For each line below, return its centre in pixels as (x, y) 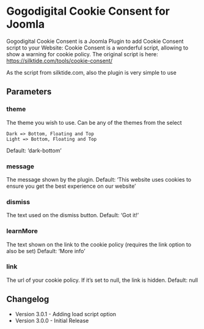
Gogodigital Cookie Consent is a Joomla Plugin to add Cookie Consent (95, 41)
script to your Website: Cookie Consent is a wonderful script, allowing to (97, 48)
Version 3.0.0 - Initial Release (52, 320)
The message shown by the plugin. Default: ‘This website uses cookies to (99, 179)
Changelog (28, 299)
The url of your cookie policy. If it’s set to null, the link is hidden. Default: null (102, 280)
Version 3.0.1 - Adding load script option (66, 314)
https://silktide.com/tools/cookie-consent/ (60, 61)
